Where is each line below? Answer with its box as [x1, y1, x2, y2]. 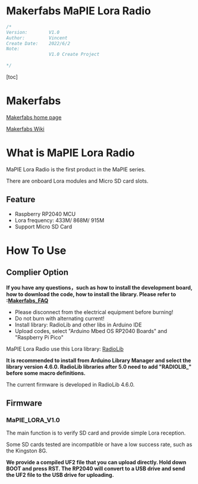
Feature [6, 194, 36, 205]
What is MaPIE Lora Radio [6, 146, 135, 160]
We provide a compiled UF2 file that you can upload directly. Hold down [6, 459, 187, 466]
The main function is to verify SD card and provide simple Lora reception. [6, 429, 186, 436]
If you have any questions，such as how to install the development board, [6, 284, 193, 291]
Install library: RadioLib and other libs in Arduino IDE [14, 321, 142, 328]
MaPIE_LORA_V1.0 [6, 416, 61, 424]
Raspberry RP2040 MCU [14, 210, 76, 218]
